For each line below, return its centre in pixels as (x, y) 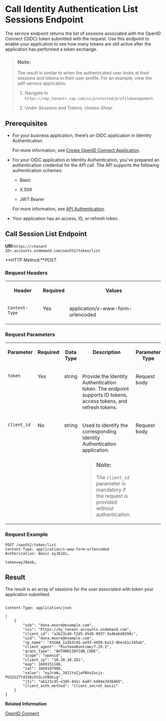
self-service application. (42, 83)
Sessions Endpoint (44, 20)
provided (106, 502)
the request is (112, 496)
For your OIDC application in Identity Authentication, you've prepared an (86, 160)
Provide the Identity (105, 376)
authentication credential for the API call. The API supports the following (86, 165)
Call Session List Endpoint (46, 234)
